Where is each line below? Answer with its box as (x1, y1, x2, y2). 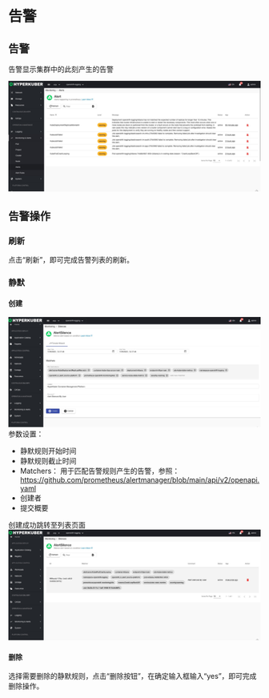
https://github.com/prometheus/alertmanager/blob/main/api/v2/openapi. (19, 475, 260, 485)
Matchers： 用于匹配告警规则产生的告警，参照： (19, 466, 180, 476)
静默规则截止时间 (19, 456, 77, 466)
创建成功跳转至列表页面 (8, 520, 86, 530)
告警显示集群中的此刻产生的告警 (8, 65, 114, 74)
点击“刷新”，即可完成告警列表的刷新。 (8, 255, 134, 265)
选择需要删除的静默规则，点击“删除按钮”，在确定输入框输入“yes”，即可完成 (8, 672, 257, 681)
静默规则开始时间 (19, 446, 77, 456)
